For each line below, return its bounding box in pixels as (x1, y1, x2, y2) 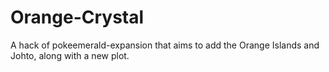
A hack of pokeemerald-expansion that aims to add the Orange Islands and (10, 39, 320, 51)
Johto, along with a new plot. (10, 49, 130, 61)
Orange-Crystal (10, 6, 145, 29)
